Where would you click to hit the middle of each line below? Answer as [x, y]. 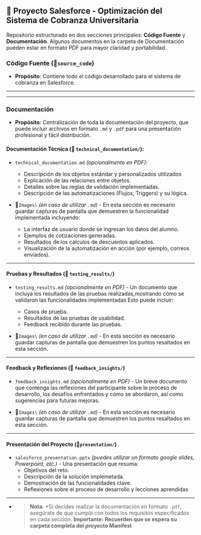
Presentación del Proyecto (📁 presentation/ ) [62, 444]
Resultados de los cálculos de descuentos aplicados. [89, 242]
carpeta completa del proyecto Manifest [81, 526]
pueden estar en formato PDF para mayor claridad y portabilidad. [86, 47]
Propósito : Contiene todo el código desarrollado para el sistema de [98, 76]
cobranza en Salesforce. [45, 83]
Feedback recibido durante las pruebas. [73, 324]
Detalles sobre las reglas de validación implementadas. [92, 187]
